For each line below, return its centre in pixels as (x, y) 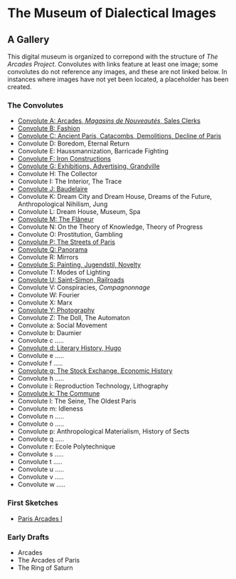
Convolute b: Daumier (49, 333)
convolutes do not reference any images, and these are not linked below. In (117, 72)
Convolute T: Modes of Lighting (64, 272)
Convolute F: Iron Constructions (64, 159)
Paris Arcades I (40, 518)
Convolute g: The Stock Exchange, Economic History (95, 371)
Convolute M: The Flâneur (56, 220)
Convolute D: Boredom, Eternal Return (74, 143)
